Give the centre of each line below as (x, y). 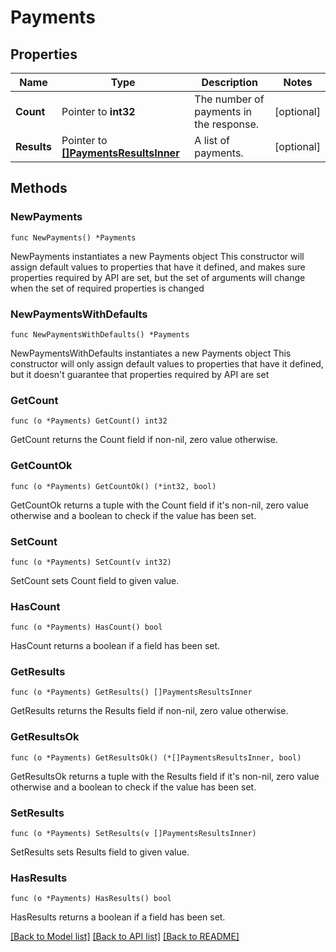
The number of (229, 99)
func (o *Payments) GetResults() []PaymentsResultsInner (131, 692)
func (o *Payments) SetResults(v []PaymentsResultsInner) (133, 834)
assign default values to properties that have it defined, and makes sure (158, 267)
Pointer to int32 (98, 111)
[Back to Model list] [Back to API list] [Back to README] (125, 937)
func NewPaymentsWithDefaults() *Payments (100, 334)
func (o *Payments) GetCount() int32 (89, 421)
